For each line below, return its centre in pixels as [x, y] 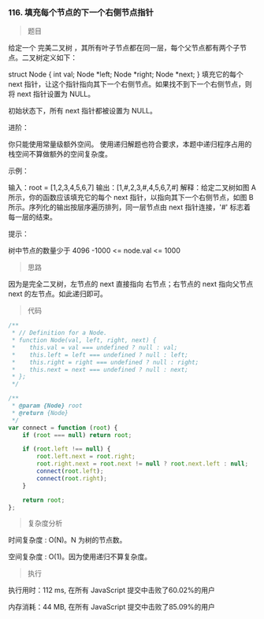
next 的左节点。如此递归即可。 [58, 294]
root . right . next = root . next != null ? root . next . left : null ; [143, 464]
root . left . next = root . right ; [86, 457]
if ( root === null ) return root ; [77, 435]
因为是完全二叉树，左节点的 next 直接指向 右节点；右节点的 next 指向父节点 [131, 284]
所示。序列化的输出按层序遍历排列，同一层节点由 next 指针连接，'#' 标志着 [129, 207]
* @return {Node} [40, 413]
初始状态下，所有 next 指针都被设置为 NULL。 [83, 111]
